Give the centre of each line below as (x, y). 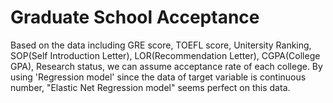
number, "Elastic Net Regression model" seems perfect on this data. (150, 87)
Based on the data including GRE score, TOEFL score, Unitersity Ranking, (161, 45)
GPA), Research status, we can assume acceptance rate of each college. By (166, 66)
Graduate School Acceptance (135, 17)
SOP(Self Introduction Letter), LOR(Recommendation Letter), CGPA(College (165, 55)
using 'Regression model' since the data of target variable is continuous (158, 77)
